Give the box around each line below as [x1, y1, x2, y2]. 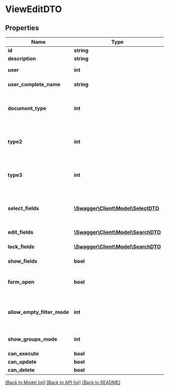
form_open [8, 278, 35, 285]
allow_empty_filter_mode [8, 308, 69, 316]
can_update [8, 358, 37, 365]
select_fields [8, 205, 39, 212]
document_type [8, 105, 47, 112]
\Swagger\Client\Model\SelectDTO [73, 205, 159, 212]
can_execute [8, 350, 39, 357]
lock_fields [8, 243, 35, 250]
